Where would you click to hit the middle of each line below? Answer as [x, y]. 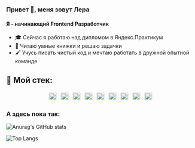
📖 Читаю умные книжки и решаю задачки [68, 46]
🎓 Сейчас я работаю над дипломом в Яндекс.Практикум [89, 38]
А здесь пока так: [33, 114]
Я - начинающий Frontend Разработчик [58, 24]
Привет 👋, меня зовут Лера [48, 10]
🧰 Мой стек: [29, 80]
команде [26, 61]
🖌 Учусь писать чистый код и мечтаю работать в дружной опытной [102, 53]
